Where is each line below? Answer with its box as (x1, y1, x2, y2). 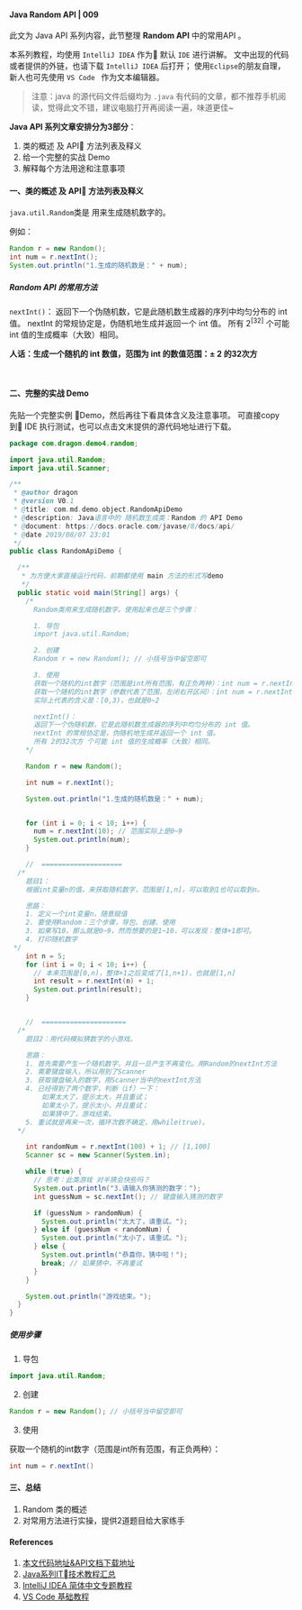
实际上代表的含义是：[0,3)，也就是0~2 (32, 696, 160, 705)
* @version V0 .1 (13, 497, 75, 506)
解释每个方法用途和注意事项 (22, 163, 126, 174)
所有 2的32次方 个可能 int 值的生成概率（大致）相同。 (32, 737, 215, 746)
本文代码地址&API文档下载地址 (22, 1558, 136, 1569)
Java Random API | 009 (9, 9, 99, 20)
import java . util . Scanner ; (9, 463, 111, 472)
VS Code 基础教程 (22, 1591, 90, 1602)
